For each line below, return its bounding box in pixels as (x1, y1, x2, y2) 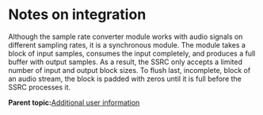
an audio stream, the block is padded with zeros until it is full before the (8, 74, 242, 83)
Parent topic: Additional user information (8, 98, 140, 107)
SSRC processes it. (8, 82, 71, 92)
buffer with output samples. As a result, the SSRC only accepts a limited (8, 57, 243, 67)
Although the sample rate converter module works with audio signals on (8, 32, 243, 41)
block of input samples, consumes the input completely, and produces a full (8, 48, 256, 58)
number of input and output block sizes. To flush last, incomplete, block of (8, 65, 251, 75)
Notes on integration (8, 6, 147, 24)
